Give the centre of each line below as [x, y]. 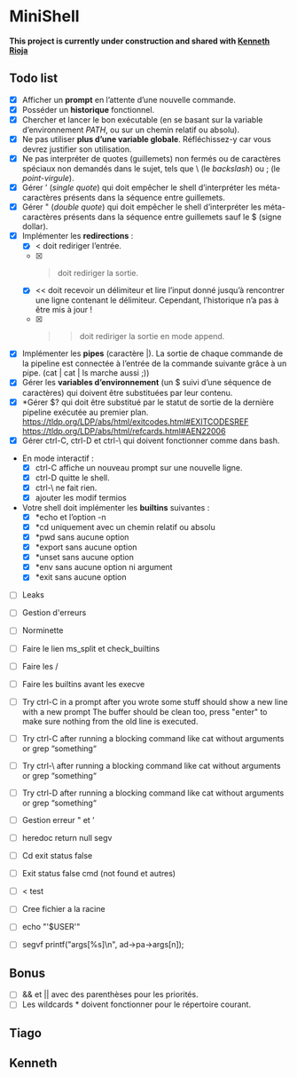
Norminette [43, 630]
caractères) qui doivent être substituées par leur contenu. [127, 392]
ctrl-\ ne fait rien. [66, 487]
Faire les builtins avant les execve [83, 684]
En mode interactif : [58, 458]
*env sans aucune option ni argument [104, 567]
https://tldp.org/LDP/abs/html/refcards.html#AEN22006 [124, 431]
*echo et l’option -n [70, 517]
